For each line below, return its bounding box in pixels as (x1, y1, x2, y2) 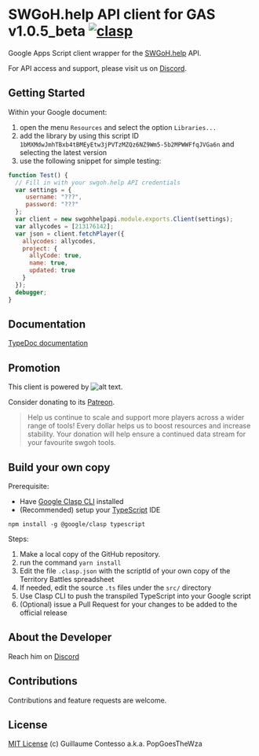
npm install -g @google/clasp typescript (8, 520, 146, 528)
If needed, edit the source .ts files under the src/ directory (19, 583, 212, 592)
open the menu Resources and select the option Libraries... (19, 122, 217, 132)
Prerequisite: (8, 481, 49, 491)
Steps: (8, 534, 29, 543)
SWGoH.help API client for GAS (8, 6, 216, 24)
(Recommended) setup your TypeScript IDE (19, 505, 161, 514)
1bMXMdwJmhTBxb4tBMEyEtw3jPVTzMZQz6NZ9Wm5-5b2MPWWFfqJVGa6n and (19, 139, 235, 149)
